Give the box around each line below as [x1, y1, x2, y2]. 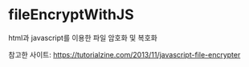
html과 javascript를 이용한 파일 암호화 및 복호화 [8, 33, 158, 42]
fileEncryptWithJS [8, 6, 134, 24]
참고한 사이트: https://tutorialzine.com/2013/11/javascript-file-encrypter [8, 49, 241, 59]
